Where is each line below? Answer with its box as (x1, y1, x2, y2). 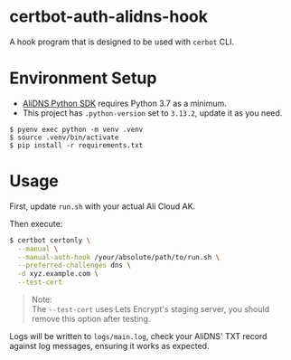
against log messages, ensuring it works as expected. (9, 341, 210, 352)
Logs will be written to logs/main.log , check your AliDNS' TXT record (9, 331, 268, 342)
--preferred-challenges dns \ (17, 261, 131, 270)
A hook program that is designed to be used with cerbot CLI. (9, 36, 235, 47)
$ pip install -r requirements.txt (9, 140, 144, 150)
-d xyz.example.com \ (17, 270, 99, 279)
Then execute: (9, 218, 63, 229)
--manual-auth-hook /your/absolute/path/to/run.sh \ (17, 252, 221, 261)
